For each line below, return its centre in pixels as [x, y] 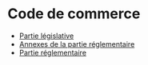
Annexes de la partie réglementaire [77, 44]
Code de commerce [74, 14]
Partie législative [46, 36]
